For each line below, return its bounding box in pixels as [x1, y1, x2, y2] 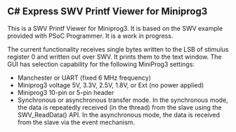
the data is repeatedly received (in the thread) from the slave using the [17, 103, 222, 111]
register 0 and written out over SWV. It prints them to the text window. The [7, 52, 223, 61]
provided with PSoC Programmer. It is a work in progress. [7, 31, 173, 40]
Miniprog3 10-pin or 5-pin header [17, 88, 114, 96]
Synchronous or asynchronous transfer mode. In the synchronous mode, [17, 96, 228, 104]
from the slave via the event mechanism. [17, 118, 136, 126]
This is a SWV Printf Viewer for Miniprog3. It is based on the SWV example [7, 24, 223, 32]
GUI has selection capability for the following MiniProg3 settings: [7, 59, 195, 68]
